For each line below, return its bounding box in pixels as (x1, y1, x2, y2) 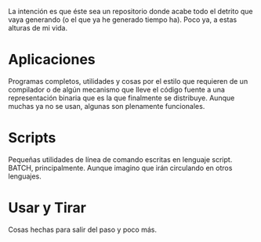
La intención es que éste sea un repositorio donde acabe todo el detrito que (8, 7, 253, 16)
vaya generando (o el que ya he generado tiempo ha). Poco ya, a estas (8, 15, 237, 24)
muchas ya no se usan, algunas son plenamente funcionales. (8, 101, 205, 110)
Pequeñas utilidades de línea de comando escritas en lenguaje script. (8, 154, 233, 164)
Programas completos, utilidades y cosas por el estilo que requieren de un (8, 76, 248, 85)
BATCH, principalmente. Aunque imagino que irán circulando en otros (8, 163, 233, 172)
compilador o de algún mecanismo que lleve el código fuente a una (8, 85, 226, 94)
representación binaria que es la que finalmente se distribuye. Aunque (8, 93, 235, 103)
